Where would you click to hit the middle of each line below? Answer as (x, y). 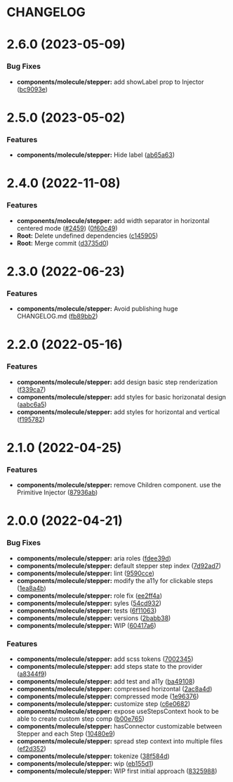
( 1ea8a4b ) (31, 588)
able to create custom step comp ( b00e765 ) (80, 719)
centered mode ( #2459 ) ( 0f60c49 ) (67, 228)
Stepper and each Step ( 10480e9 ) (66, 733)
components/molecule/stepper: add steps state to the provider (109, 666)
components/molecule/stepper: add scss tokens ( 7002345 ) (105, 659)
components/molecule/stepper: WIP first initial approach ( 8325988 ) (117, 771)
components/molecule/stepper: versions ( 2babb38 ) (94, 618)
